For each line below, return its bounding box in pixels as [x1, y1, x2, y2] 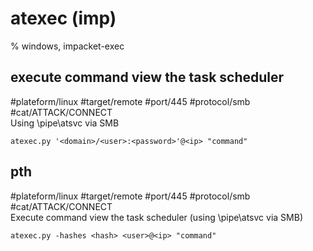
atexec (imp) [10, 7, 117, 30]
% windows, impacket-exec [10, 40, 125, 52]
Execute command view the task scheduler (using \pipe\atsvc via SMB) [10, 211, 303, 223]
